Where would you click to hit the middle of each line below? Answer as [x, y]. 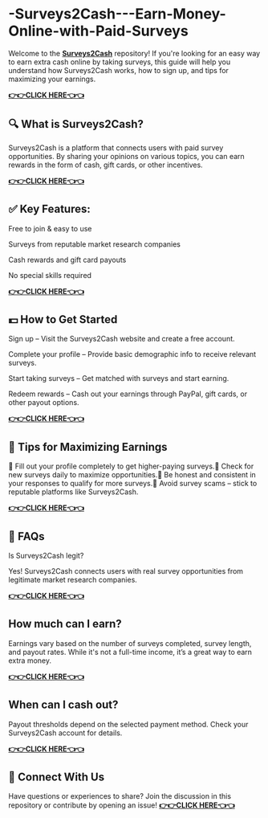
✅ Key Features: [49, 209]
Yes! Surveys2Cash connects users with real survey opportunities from [126, 571]
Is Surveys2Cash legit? [46, 556]
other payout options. [44, 403]
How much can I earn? [65, 624]
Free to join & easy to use [50, 228]
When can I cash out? [63, 705]
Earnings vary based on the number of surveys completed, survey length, [130, 643]
